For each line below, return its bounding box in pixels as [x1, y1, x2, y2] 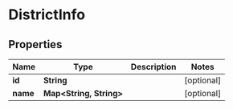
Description [130, 62, 177, 72]
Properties [8, 38, 63, 51]
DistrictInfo [8, 6, 86, 24]
